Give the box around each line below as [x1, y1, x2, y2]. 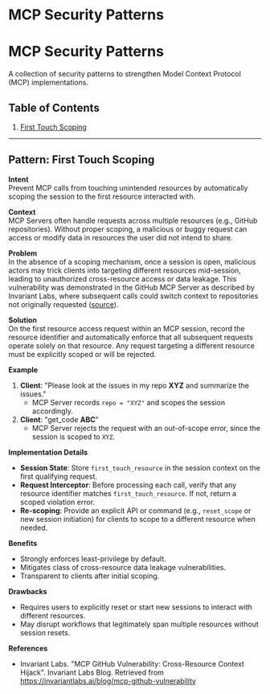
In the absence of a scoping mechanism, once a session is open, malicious [8, 257, 256, 266]
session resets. [19, 627, 71, 637]
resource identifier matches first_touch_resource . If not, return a [19, 488, 237, 498]
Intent [8, 175, 29, 184]
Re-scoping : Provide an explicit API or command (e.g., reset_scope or [19, 505, 252, 515]
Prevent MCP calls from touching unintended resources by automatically [8, 183, 248, 192]
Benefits [8, 538, 38, 548]
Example [8, 364, 39, 375]
